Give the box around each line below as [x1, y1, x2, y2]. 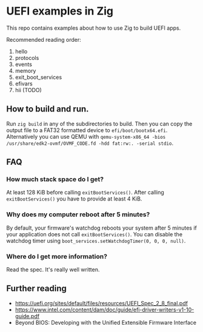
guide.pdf [15, 312, 40, 319]
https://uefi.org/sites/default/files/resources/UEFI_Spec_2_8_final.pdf [15, 299, 188, 307]
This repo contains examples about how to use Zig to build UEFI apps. [6, 24, 181, 32]
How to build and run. [6, 104, 89, 115]
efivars [15, 80, 33, 87]
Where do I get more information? [6, 252, 108, 261]
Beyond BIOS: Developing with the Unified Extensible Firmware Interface [15, 319, 197, 326]
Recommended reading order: [6, 36, 81, 43]
